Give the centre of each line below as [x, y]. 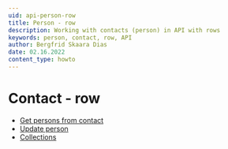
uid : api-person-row [42, 15]
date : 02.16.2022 [37, 52]
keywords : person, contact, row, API [70, 37]
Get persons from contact [62, 120]
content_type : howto [42, 60]
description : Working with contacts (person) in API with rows [114, 30]
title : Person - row [42, 23]
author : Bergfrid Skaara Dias [58, 45]
